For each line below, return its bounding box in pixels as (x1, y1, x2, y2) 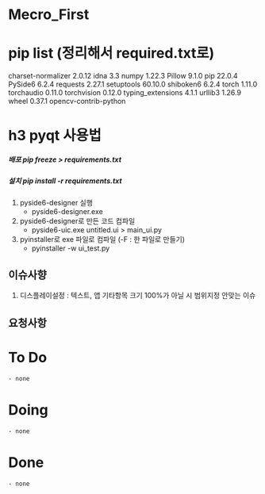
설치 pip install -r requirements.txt (8, 176, 123, 186)
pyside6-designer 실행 (19, 197, 94, 207)
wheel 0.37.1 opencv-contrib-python (8, 97, 126, 106)
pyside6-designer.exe (31, 206, 103, 216)
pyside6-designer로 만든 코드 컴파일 (19, 216, 136, 225)
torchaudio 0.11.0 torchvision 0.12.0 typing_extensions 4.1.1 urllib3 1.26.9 (8, 88, 242, 98)
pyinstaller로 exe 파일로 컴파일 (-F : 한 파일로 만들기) (19, 234, 185, 243)
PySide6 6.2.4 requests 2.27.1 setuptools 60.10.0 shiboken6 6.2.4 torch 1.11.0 (8, 79, 258, 89)
